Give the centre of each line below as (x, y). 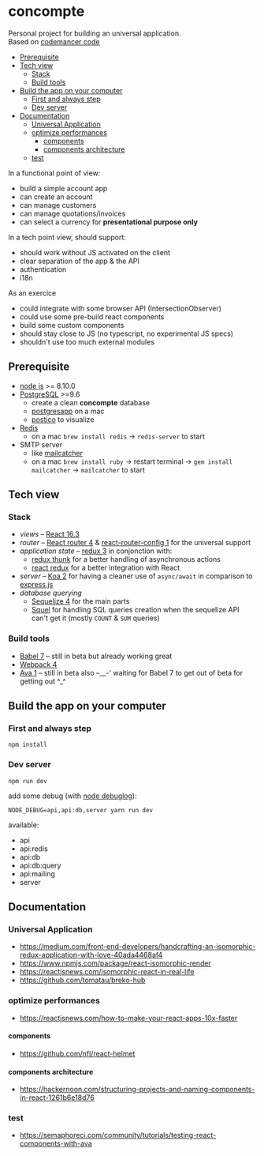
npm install (28, 745)
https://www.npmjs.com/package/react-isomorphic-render (115, 963)
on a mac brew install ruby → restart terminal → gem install (132, 461)
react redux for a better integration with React (105, 568)
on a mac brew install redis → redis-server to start (118, 436)
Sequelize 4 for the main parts (80, 601)
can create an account (56, 197)
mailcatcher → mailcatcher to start (88, 469)
